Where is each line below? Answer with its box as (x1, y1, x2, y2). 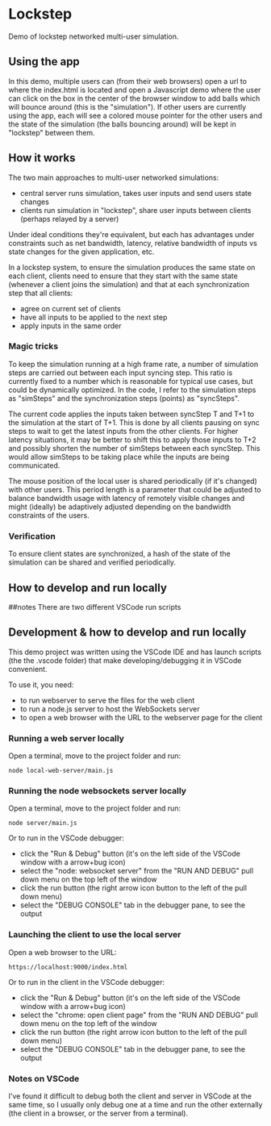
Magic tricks (8, 340, 59, 352)
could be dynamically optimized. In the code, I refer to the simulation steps (8, 385, 256, 394)
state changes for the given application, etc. (8, 247, 155, 256)
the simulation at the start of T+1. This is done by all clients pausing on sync (8, 417, 261, 427)
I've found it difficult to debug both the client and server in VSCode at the (8, 1091, 252, 1101)
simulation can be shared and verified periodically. (8, 557, 176, 567)
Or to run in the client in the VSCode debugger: (8, 977, 165, 986)
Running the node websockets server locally (8, 786, 187, 796)
